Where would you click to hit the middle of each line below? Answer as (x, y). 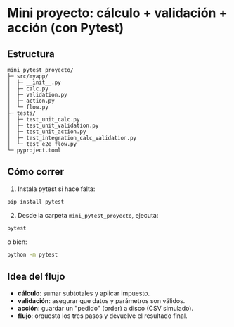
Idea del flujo (36, 276)
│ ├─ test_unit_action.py (47, 132)
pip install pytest (36, 202)
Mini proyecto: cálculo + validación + (117, 13)
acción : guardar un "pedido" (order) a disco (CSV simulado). (105, 309)
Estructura (31, 54)
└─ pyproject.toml (34, 150)
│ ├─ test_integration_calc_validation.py (72, 138)
